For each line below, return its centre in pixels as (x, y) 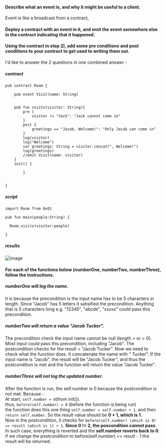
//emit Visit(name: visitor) (53, 155)
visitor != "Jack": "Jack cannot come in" (76, 116)
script (11, 197)
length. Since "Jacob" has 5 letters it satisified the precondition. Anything (80, 304)
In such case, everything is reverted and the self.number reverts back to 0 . (83, 431)
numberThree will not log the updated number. (54, 376)
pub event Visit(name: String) (46, 94)
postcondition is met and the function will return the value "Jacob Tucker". (81, 365)
